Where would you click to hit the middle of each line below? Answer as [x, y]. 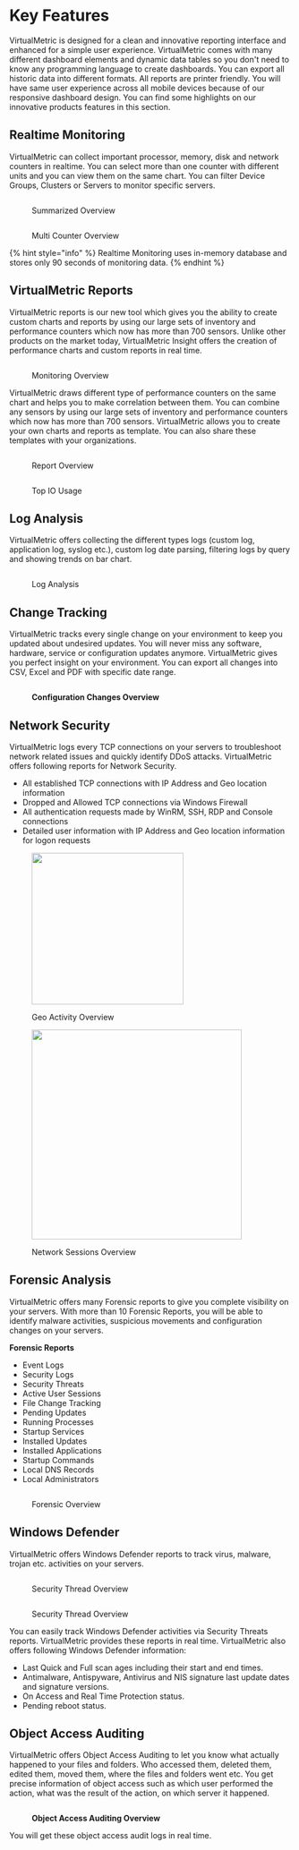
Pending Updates [54, 1412]
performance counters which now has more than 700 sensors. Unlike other [148, 331]
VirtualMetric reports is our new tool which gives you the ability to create [143, 312]
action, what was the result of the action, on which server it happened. [140, 1793]
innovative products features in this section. [90, 107]
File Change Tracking [61, 1402]
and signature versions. [65, 1686]
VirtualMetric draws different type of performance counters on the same [143, 392]
